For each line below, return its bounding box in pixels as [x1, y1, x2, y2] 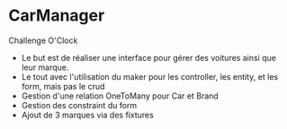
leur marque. [21, 62, 69, 73]
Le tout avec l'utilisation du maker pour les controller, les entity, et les [21, 71, 279, 82]
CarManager [8, 5, 105, 26]
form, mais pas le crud [21, 81, 105, 91]
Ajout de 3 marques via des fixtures [21, 109, 154, 120]
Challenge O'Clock [8, 35, 78, 46]
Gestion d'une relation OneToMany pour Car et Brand [21, 90, 220, 101]
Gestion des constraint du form [21, 99, 138, 110]
